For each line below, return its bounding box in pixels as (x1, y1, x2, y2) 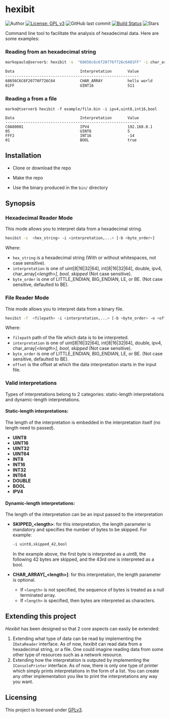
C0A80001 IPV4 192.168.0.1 (5, 124, 153, 129)
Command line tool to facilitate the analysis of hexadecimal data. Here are (5, 30, 159, 36)
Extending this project (5, 612, 77, 621)
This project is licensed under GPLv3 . (5, 706, 83, 713)
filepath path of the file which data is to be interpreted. (12, 335, 129, 341)
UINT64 (12, 450, 30, 457)
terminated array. (20, 592, 57, 598)
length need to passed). (5, 424, 55, 430)
